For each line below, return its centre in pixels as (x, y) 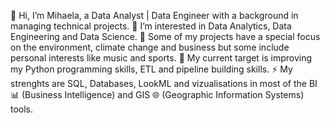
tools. (22, 109)
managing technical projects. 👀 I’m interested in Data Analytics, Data (151, 26)
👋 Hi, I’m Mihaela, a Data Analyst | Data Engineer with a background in (154, 15)
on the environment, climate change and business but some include (150, 47)
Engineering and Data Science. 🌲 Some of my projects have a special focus (165, 36)
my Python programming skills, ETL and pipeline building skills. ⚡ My (151, 69)
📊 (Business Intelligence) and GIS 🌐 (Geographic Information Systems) (157, 94)
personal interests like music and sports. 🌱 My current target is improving (161, 58)
